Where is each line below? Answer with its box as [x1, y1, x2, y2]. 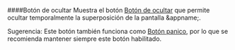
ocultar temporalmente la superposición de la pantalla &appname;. [7, 13, 202, 22]
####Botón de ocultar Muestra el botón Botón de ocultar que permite [7, 6, 210, 14]
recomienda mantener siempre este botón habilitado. [7, 35, 162, 43]
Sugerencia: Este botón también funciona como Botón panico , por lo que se [7, 27, 229, 35]
